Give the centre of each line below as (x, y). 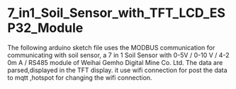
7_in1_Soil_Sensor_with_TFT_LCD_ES (116, 13)
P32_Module (45, 28)
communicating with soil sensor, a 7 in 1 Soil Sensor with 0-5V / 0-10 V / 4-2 (118, 55)
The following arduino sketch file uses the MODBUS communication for (111, 47)
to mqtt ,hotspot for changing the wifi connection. (80, 77)
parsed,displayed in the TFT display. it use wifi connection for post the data (118, 70)
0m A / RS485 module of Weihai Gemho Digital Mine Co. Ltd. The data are (115, 62)
